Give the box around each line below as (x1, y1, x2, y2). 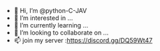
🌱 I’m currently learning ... (13, 21, 89, 29)
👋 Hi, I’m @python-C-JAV (13, 7, 87, 14)
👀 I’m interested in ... (13, 14, 73, 22)
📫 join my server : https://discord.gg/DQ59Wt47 (13, 37, 153, 44)
